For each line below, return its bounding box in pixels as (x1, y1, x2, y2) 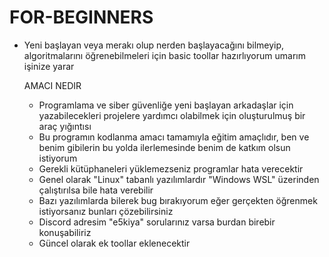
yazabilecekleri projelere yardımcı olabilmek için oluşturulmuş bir (38, 109, 306, 121)
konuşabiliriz (38, 226, 92, 238)
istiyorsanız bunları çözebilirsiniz (38, 205, 174, 217)
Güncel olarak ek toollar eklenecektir (38, 237, 191, 249)
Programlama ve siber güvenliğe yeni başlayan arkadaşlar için (38, 99, 294, 111)
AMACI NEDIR (23, 79, 82, 91)
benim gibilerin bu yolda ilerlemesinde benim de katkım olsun (38, 141, 291, 153)
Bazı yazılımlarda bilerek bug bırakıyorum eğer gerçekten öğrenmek (38, 194, 318, 206)
